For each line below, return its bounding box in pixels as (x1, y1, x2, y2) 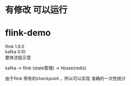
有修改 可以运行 (5, 4, 68, 16)
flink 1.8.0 (5, 44, 25, 50)
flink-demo (5, 28, 51, 38)
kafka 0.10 (5, 49, 26, 55)
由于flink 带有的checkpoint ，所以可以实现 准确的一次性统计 (5, 76, 126, 82)
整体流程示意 (5, 55, 31, 60)
